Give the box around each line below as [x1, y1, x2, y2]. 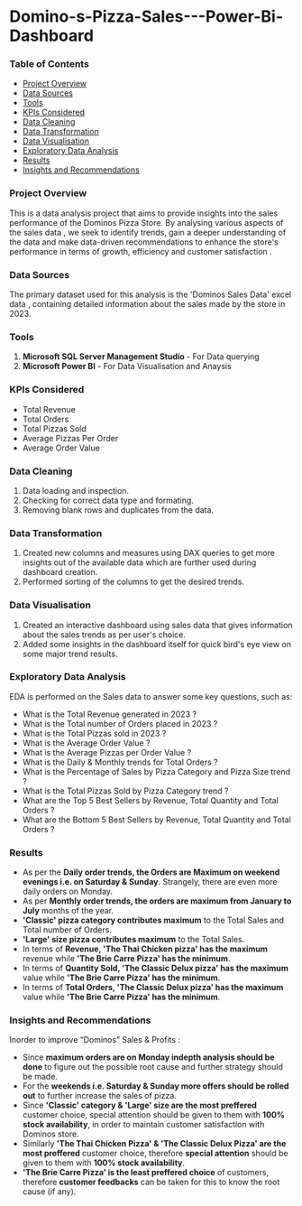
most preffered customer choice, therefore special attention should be [22, 1148, 288, 1159]
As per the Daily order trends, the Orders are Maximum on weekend [22, 867, 280, 877]
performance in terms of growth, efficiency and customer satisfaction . [9, 246, 272, 256]
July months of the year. [22, 905, 114, 916]
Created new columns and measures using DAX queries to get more [22, 548, 275, 559]
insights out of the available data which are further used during [22, 557, 257, 568]
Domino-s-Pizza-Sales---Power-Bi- [9, 6, 284, 27]
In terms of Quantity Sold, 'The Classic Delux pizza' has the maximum [22, 963, 288, 974]
